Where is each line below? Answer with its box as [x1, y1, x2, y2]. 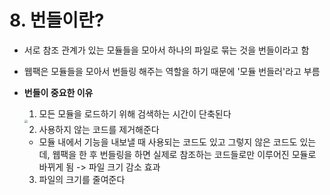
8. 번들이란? [9, 9, 105, 32]
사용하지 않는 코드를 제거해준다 [38, 124, 160, 136]
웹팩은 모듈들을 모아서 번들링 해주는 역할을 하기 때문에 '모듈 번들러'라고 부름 [23, 65, 321, 77]
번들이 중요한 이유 [23, 86, 94, 98]
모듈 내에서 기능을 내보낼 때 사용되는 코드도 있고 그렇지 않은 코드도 [38, 136, 298, 148]
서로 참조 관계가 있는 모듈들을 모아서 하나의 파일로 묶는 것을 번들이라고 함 [23, 44, 310, 56]
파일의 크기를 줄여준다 [38, 174, 126, 186]
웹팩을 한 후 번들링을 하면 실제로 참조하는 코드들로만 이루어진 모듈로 [52, 149, 317, 161]
